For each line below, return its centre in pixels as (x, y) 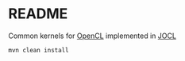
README (38, 14)
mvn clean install (39, 50)
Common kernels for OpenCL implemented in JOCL (92, 36)
